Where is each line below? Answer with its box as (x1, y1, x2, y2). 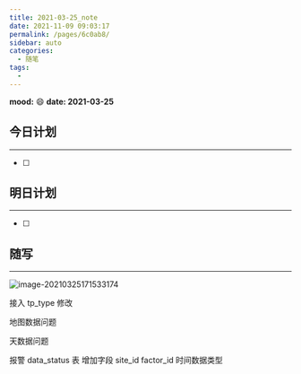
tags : (9, 64, 30, 73)
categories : (9, 47, 54, 56)
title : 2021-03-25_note (9, 13, 99, 22)
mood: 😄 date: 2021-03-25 (9, 96, 115, 107)
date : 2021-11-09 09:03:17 (9, 22, 110, 30)
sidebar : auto (9, 38, 63, 48)
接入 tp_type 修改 (9, 298, 73, 309)
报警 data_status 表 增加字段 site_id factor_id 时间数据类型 (9, 355, 224, 366)
